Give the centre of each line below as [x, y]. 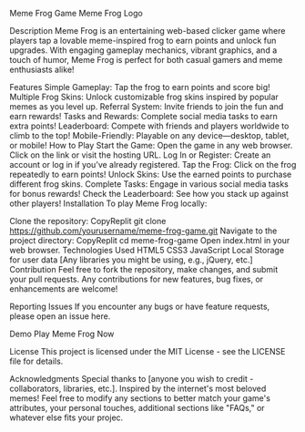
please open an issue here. [60, 316]
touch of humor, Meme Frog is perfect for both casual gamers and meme [146, 60]
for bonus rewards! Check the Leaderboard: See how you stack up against [149, 194]
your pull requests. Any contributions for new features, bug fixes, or [137, 279]
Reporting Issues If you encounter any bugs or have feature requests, [140, 306]
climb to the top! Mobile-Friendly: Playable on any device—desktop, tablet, [149, 135]
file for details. [36, 361]
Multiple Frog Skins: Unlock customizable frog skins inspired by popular [144, 97]
